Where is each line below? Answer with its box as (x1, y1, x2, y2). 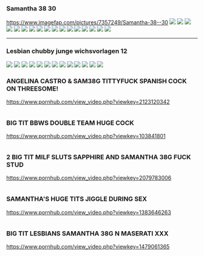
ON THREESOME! (6, 84, 59, 92)
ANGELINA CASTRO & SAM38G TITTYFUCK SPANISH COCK (6, 77, 187, 85)
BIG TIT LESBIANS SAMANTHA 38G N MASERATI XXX (6, 229, 169, 238)
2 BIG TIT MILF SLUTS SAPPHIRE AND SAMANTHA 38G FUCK (6, 153, 191, 162)
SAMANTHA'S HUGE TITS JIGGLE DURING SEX (6, 195, 148, 203)
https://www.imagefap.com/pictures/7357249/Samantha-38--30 (6, 19, 169, 26)
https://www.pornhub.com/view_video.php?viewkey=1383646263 (6, 209, 171, 216)
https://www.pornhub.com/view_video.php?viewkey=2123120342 (6, 98, 170, 105)
